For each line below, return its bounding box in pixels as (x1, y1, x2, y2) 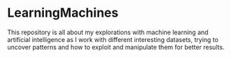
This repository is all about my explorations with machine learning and (7, 28, 209, 36)
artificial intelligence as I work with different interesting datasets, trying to (7, 35, 218, 43)
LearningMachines (7, 5, 119, 21)
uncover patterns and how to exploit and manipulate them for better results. (7, 43, 225, 51)
